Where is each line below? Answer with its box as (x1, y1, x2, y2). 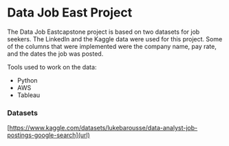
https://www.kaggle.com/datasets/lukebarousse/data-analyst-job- (9, 124, 198, 132)
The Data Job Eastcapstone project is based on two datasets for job (7, 28, 200, 36)
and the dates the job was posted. (7, 50, 104, 58)
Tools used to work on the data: (7, 63, 97, 71)
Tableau (17, 91, 41, 99)
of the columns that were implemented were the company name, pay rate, (7, 42, 217, 50)
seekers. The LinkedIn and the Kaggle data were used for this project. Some (7, 34, 223, 43)
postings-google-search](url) (7, 131, 91, 139)
